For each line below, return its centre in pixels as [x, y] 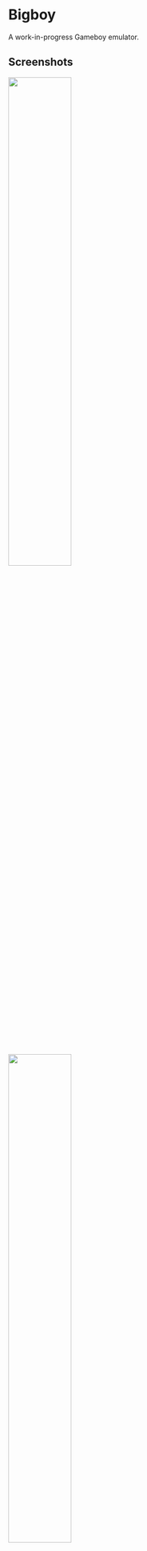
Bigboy [32, 15]
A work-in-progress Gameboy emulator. [74, 37]
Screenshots [41, 62]
